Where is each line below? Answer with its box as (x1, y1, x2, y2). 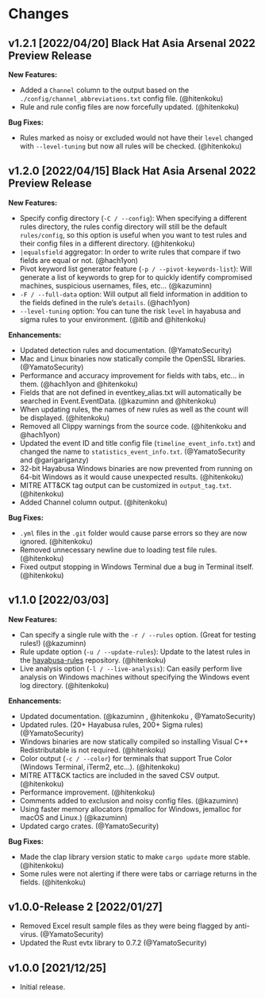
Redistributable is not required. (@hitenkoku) (19, 745, 167, 755)
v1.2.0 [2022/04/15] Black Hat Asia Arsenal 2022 (8, 164, 256, 178)
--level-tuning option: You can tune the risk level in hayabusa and (19, 306, 241, 315)
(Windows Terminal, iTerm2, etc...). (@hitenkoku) (19, 762, 181, 772)
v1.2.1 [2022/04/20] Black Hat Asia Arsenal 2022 (8, 37, 255, 50)
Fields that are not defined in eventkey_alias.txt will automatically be (19, 387, 242, 397)
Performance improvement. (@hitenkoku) (19, 787, 156, 797)
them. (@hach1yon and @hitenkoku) (19, 379, 139, 389)
